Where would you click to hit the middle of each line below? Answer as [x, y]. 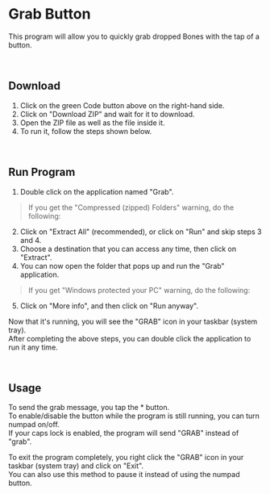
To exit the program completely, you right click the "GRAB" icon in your [126, 458]
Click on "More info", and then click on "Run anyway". [109, 306]
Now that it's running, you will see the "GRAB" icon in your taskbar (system [133, 321]
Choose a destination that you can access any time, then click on [128, 249]
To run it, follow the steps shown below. [86, 131]
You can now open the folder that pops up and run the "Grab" [122, 266]
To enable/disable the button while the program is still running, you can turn [134, 416]
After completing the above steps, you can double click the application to [130, 338]
